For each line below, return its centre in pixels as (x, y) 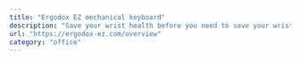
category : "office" (46, 42)
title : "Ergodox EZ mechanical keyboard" (87, 17)
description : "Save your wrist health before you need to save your (139, 26)
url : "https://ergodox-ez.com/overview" (86, 34)
